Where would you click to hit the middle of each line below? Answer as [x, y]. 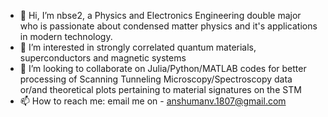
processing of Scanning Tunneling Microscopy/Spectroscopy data [156, 79]
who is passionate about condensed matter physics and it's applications [168, 26]
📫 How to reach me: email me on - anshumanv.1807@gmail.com [153, 101]
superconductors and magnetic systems [103, 58]
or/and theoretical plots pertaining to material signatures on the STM [160, 89]
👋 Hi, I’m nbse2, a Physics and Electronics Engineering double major [160, 15]
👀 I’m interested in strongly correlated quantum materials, [138, 47]
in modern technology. [66, 36]
